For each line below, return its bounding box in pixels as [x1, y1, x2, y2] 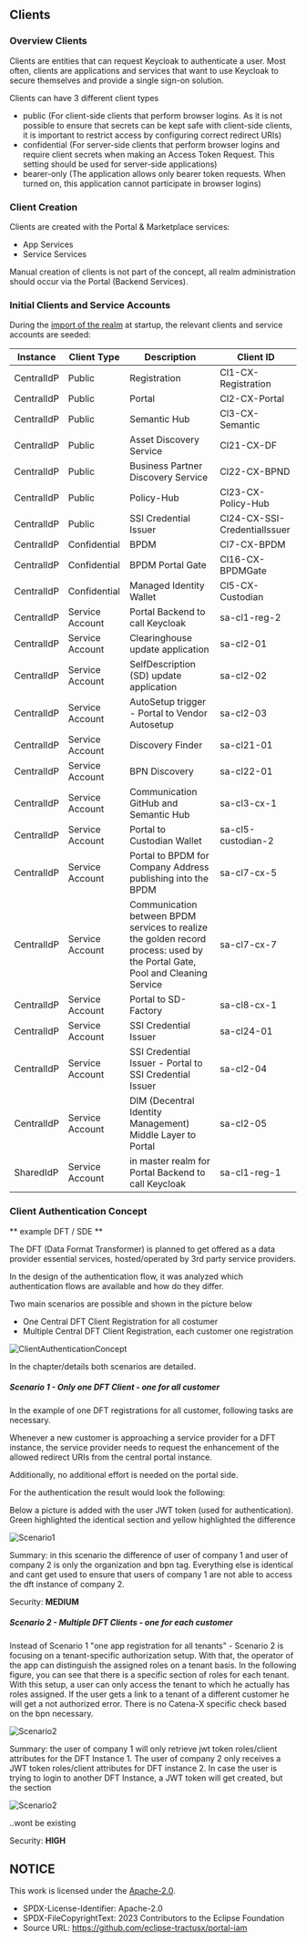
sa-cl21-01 [219, 739, 273, 751]
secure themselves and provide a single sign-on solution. [9, 75, 225, 86]
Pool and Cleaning [128, 966, 208, 979]
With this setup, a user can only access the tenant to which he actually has [9, 1679, 290, 1689]
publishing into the [128, 873, 209, 885]
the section [9, 1782, 52, 1792]
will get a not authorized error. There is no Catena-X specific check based [9, 1698, 287, 1709]
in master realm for [128, 1155, 211, 1168]
